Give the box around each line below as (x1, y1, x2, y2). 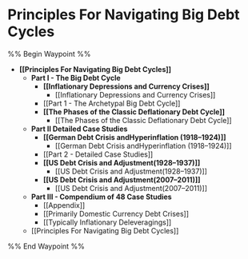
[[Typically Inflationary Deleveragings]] (42, 217, 172, 227)
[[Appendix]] (42, 200, 86, 209)
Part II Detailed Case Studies (30, 124, 128, 133)
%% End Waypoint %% (7, 241, 85, 251)
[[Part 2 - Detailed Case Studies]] (42, 149, 154, 159)
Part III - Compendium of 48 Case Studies (30, 192, 173, 201)
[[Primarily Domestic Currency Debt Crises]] (42, 209, 190, 218)
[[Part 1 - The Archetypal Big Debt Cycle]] (42, 98, 181, 108)
